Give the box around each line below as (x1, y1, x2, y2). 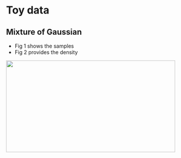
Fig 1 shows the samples (14, 42, 75, 49)
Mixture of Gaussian (6, 27, 82, 37)
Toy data (6, 4, 50, 17)
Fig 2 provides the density (14, 49, 78, 56)
